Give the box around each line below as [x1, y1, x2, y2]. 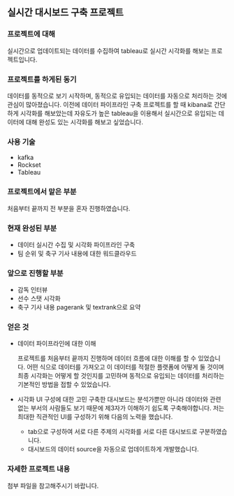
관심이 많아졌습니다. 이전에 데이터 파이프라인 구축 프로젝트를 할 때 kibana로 [7, 100, 213, 108]
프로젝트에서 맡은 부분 [7, 187, 77, 197]
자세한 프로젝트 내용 [7, 464, 71, 474]
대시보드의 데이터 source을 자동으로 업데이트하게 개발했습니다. [27, 445, 199, 453]
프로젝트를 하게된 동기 [7, 74, 77, 84]
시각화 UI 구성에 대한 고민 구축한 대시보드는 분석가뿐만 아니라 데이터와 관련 [17, 395, 221, 404]
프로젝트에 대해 [7, 29, 56, 39]
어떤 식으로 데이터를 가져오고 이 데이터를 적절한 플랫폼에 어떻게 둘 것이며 [27, 363, 225, 372]
